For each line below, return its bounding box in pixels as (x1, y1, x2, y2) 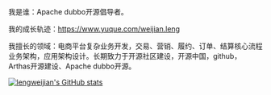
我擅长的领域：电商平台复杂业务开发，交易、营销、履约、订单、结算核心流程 (8, 41, 263, 51)
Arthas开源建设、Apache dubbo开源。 (8, 61, 136, 71)
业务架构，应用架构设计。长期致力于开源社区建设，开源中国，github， (8, 52, 242, 60)
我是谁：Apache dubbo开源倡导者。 (8, 7, 128, 16)
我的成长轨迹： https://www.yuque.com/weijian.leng (8, 24, 180, 34)
